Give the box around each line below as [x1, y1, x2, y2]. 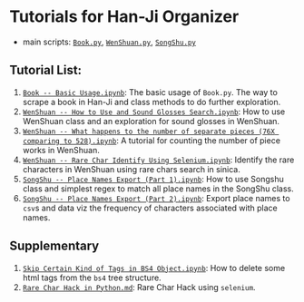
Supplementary [9, 239, 100, 254]
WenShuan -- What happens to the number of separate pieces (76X [22, 127, 275, 136]
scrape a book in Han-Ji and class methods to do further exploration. [22, 96, 281, 107]
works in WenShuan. [22, 144, 100, 155]
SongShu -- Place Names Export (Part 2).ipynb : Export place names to [22, 192, 290, 203]
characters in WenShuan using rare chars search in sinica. [22, 163, 240, 174]
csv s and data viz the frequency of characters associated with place [22, 202, 279, 213]
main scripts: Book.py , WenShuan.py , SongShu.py [22, 36, 197, 47]
